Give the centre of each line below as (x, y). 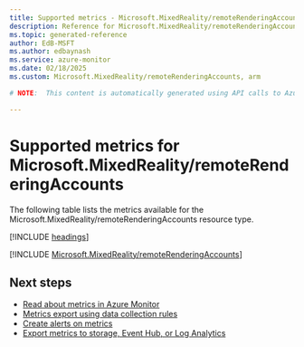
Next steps (41, 282)
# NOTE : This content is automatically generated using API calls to (145, 93)
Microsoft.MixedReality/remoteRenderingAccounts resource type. (132, 219)
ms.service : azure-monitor (60, 60)
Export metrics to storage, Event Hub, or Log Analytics (124, 333)
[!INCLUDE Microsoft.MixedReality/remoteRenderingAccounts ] (126, 254)
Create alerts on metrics (67, 323)
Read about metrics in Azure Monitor (91, 304)
